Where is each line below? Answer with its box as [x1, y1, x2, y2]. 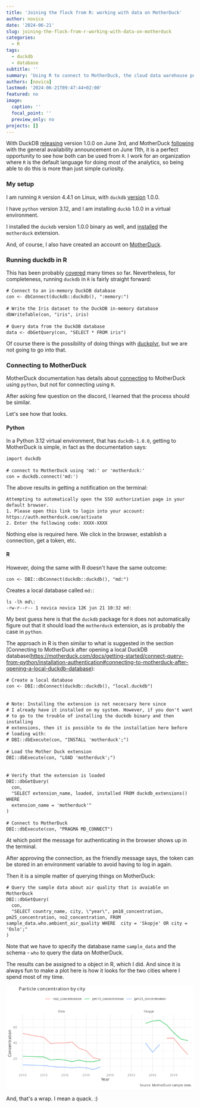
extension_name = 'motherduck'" [11, 802, 92, 808]
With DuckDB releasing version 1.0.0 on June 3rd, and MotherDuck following [6, 140, 194, 147]
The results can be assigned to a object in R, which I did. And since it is [6, 960, 181, 967]
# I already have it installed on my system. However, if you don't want [6, 706, 193, 713]
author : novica [6, 15, 44, 22]
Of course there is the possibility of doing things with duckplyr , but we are [6, 340, 187, 347]
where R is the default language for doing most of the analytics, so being [6, 158, 184, 166]
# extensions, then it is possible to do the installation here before [6, 724, 187, 731]
